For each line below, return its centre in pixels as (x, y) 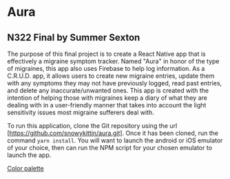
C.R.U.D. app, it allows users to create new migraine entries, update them (111, 76)
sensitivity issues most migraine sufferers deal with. (81, 112)
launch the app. (29, 155)
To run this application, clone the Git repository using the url (92, 126)
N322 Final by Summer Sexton (74, 38)
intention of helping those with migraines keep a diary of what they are (107, 98)
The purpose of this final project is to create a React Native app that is (106, 54)
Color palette (25, 168)
